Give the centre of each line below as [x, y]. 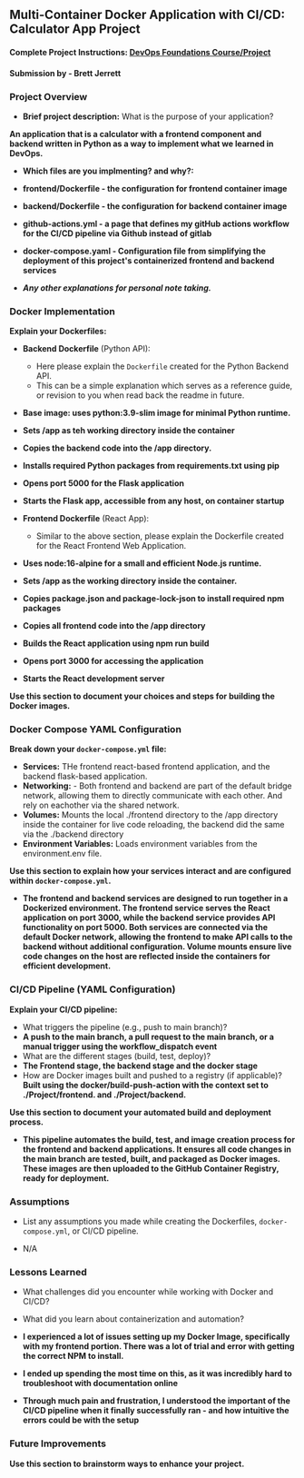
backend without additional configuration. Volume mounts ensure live [157, 947]
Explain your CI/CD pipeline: [64, 1009]
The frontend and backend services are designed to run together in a [155, 898]
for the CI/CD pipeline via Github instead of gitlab [117, 233]
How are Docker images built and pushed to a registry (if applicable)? [152, 1075]
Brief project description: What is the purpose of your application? [148, 116]
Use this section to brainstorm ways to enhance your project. [127, 1463]
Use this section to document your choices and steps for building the [142, 696]
